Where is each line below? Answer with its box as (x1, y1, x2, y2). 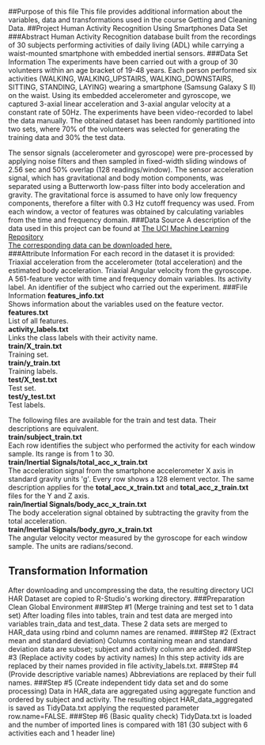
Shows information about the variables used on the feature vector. (8, 300, 224, 308)
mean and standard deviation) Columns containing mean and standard (8, 636, 238, 645)
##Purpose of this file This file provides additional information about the (8, 7, 243, 16)
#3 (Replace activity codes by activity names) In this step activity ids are (8, 652, 244, 662)
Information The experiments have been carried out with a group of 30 (8, 57, 239, 66)
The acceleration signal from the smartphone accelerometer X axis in (8, 466, 234, 475)
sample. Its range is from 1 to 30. (8, 449, 115, 458)
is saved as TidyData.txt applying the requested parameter (8, 703, 199, 713)
